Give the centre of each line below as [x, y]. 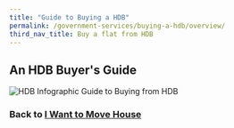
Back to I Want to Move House [75, 115]
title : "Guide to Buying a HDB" [69, 17]
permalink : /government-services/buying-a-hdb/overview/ [117, 26]
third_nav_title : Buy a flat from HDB [81, 34]
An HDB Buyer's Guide [73, 70]
